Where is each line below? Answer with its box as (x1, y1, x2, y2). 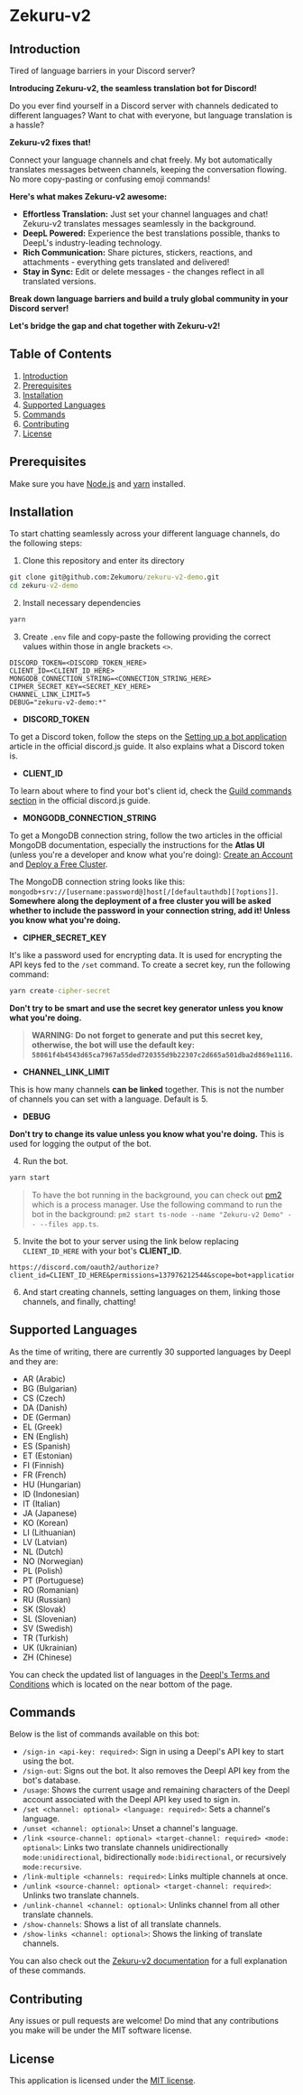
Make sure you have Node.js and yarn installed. (9, 478, 187, 489)
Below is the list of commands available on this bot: (9, 1728, 200, 1739)
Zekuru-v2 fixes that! (9, 137, 92, 147)
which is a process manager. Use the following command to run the (31, 1198, 282, 1210)
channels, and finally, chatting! (22, 1296, 137, 1307)
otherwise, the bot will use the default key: (31, 1039, 196, 1050)
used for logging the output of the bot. (9, 1138, 151, 1149)
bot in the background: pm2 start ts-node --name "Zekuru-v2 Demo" (31, 1208, 284, 1219)
